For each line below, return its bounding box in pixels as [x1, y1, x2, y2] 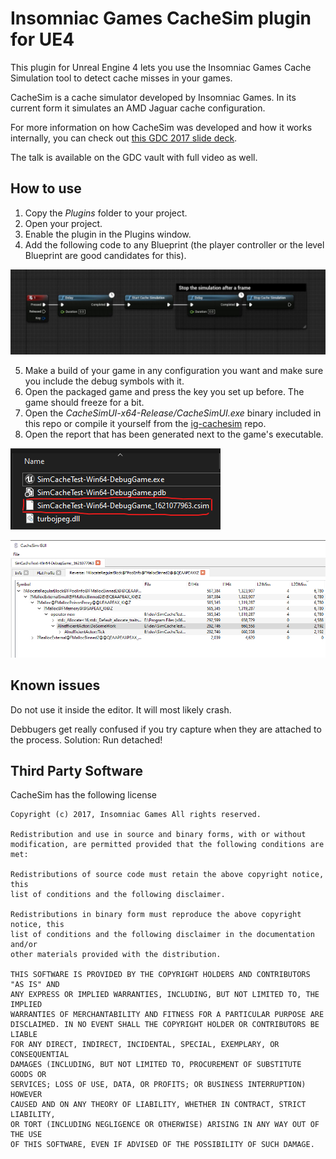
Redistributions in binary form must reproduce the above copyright [10, 910, 302, 920]
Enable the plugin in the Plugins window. [24, 228, 192, 240]
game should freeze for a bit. [24, 396, 145, 408]
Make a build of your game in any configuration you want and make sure [24, 364, 324, 376]
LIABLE [10, 1030, 38, 1040]
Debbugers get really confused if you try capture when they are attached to [10, 723, 322, 735]
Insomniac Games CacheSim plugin [10, 7, 312, 30]
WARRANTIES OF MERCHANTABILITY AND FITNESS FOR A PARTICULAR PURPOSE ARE [10, 1010, 325, 1020]
